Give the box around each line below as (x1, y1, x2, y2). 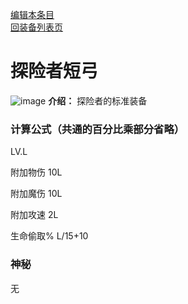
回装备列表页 (10, 21, 63, 33)
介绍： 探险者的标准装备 (48, 94, 148, 107)
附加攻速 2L (10, 209, 59, 221)
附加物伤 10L (10, 166, 63, 178)
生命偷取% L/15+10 (10, 230, 89, 242)
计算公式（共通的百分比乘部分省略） (10, 122, 185, 136)
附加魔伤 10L (10, 188, 63, 200)
